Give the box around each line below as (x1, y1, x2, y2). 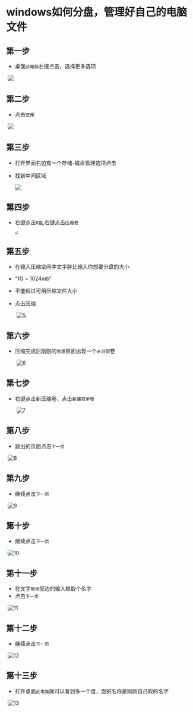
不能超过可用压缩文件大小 (14, 287, 78, 294)
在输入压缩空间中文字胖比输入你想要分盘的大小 (14, 263, 129, 271)
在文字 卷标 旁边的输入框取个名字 (14, 585, 92, 592)
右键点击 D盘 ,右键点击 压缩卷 (14, 219, 79, 226)
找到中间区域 (14, 172, 46, 179)
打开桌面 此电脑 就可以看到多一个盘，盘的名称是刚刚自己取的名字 (14, 688, 169, 695)
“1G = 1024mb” (14, 275, 52, 283)
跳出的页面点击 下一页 (14, 443, 65, 450)
